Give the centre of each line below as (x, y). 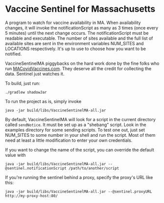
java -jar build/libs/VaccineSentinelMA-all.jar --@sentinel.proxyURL (79, 191)
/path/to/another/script (94, 168)
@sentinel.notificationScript (36, 168)
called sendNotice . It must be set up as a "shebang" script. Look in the (76, 125)
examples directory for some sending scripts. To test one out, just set (75, 130)
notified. (13, 54)
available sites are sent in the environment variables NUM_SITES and (74, 43)
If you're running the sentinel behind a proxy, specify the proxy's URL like (79, 177)
